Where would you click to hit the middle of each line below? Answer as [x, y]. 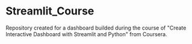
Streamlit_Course [50, 11]
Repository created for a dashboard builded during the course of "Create [96, 28]
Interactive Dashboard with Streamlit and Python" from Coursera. [86, 34]
